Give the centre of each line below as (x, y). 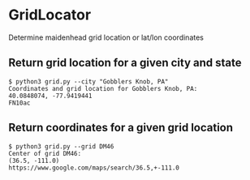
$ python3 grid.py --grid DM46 (61, 146)
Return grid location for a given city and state (125, 63)
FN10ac (19, 103)
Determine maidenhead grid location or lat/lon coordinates (106, 37)
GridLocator (50, 15)
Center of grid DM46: (45, 153)
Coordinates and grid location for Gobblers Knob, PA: (103, 88)
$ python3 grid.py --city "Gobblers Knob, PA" (88, 81)
